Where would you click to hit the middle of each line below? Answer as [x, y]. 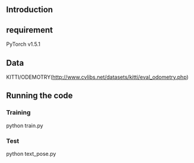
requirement [30, 30]
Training [18, 113]
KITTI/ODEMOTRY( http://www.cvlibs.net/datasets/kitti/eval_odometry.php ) [97, 77]
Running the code [39, 96]
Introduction [30, 10]
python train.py [25, 125]
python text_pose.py [31, 154]
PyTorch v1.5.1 [23, 44]
